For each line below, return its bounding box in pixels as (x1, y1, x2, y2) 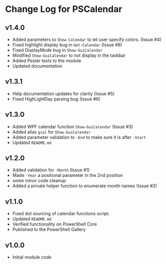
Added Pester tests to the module (12, 58, 82, 63)
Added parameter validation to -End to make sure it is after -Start (12, 134, 147, 140)
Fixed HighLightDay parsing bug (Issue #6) (12, 96, 100, 102)
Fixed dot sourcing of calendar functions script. (12, 211, 110, 217)
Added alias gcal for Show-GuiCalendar (12, 129, 91, 135)
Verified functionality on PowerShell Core (12, 221, 97, 227)
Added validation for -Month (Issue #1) (12, 167, 90, 173)
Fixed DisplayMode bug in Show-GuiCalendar (12, 47, 103, 53)
